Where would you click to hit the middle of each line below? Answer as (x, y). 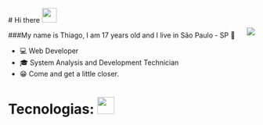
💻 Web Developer (49, 51)
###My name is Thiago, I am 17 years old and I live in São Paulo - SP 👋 (122, 35)
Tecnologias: (51, 109)
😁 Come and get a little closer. (69, 74)
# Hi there (24, 20)
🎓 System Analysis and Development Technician (99, 62)
